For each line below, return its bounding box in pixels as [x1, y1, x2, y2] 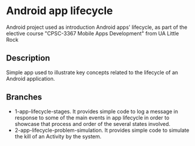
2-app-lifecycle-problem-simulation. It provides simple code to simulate [14, 127, 190, 134]
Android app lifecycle [6, 4, 113, 18]
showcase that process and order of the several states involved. [14, 120, 171, 127]
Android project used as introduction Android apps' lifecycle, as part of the [6, 24, 187, 31]
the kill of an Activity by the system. [14, 132, 102, 140]
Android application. [6, 75, 55, 82]
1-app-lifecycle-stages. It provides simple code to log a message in [14, 108, 179, 115]
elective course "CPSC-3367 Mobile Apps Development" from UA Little [6, 29, 179, 36]
